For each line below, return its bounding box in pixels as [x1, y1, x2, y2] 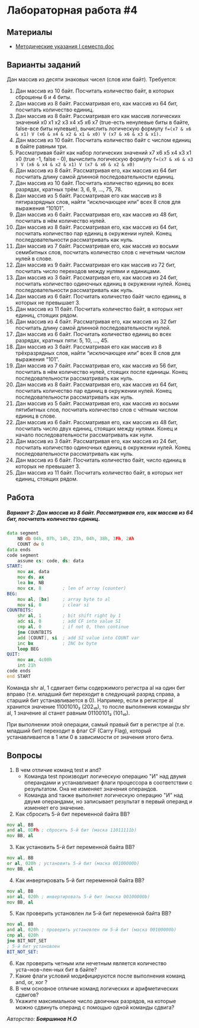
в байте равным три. [15, 143, 68, 150]
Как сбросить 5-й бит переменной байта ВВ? [15, 810, 130, 818]
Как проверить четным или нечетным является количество [15, 959, 167, 966]
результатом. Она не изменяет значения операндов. [24, 785, 158, 792]
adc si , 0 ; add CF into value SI [17, 619, 121, 625]
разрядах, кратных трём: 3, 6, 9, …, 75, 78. [15, 185, 123, 193]
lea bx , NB [17, 580, 44, 586]
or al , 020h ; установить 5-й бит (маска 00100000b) [7, 860, 140, 867]
